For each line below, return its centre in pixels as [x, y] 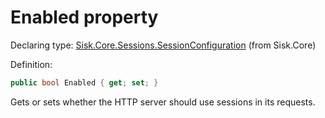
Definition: [31, 64]
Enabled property [84, 17]
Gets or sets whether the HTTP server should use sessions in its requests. [163, 102]
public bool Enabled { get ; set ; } [84, 82]
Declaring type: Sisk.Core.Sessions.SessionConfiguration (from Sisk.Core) [163, 45]
